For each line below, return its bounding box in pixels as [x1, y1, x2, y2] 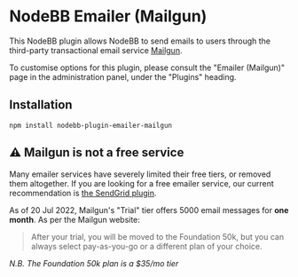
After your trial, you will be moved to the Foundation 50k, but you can [30, 231, 285, 241]
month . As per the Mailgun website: [9, 214, 140, 225]
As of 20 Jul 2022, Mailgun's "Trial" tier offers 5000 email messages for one [9, 204, 289, 215]
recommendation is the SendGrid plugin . [9, 187, 157, 198]
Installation [9, 98, 73, 113]
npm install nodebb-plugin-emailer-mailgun [9, 121, 173, 130]
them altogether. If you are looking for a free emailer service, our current [9, 178, 275, 188]
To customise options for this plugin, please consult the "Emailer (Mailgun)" [9, 62, 286, 73]
